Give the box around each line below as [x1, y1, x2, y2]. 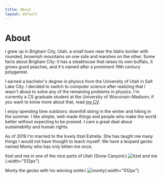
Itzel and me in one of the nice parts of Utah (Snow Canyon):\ [5, 153, 127, 159]
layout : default [5, 12, 38, 16]
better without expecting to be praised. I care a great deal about [5, 119, 133, 125]
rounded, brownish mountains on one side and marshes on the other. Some [5, 54, 155, 60]
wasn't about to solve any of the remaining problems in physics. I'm [5, 89, 140, 95]
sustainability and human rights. [5, 124, 69, 130]
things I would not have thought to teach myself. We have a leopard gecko [5, 139, 153, 145]
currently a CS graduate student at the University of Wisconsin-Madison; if [5, 94, 154, 100]
